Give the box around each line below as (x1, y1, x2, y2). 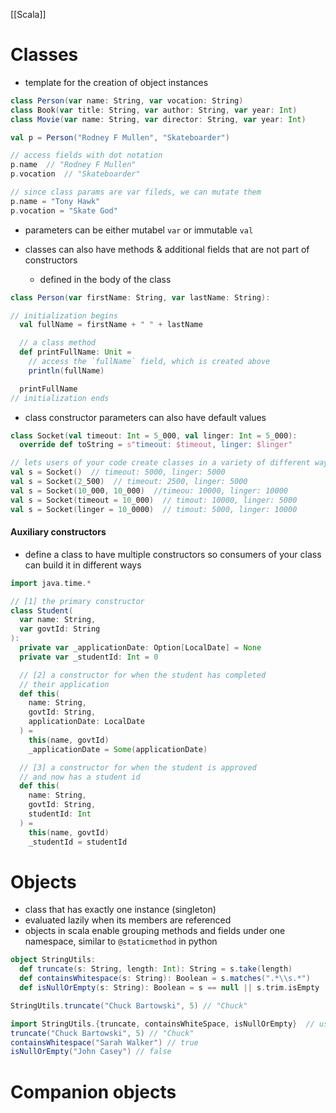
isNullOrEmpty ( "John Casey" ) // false (10, 1047, 172, 1057)
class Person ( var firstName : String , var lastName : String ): (10, 292, 271, 303)
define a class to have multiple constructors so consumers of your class (24, 548, 322, 560)
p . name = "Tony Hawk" (10, 196, 101, 206)
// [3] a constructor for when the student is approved (19, 762, 257, 773)
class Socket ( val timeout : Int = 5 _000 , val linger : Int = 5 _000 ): (10, 430, 298, 441)
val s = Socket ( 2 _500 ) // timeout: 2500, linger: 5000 (10, 477, 248, 487)
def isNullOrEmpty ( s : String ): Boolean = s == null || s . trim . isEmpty (19, 983, 320, 993)
